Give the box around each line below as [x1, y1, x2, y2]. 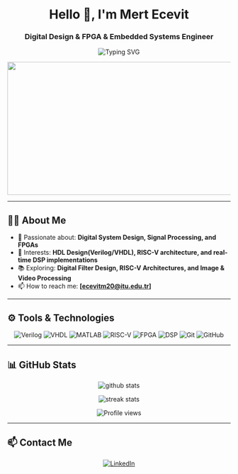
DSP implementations [33, 255, 98, 265]
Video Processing [17, 274, 72, 282]
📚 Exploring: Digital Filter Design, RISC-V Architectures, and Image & [17, 264, 225, 272]
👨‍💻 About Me [7, 214, 67, 226]
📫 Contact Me [7, 436, 73, 449]
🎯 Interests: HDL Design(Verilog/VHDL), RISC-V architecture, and [17, 248, 212, 257]
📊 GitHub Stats [7, 358, 76, 371]
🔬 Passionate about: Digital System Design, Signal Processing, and [17, 233, 217, 242]
